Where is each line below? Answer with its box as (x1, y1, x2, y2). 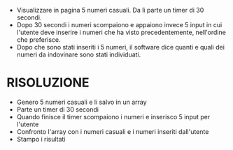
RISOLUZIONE (6, 75, 90, 91)
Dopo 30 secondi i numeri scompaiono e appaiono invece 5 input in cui (16, 21, 223, 29)
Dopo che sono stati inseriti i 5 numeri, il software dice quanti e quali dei (16, 43, 225, 51)
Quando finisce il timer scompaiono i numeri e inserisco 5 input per (16, 112, 211, 121)
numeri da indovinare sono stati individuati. (16, 50, 141, 59)
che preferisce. (16, 36, 61, 44)
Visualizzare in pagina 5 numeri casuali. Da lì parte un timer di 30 (16, 6, 204, 14)
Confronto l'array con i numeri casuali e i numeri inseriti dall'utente (16, 127, 209, 135)
